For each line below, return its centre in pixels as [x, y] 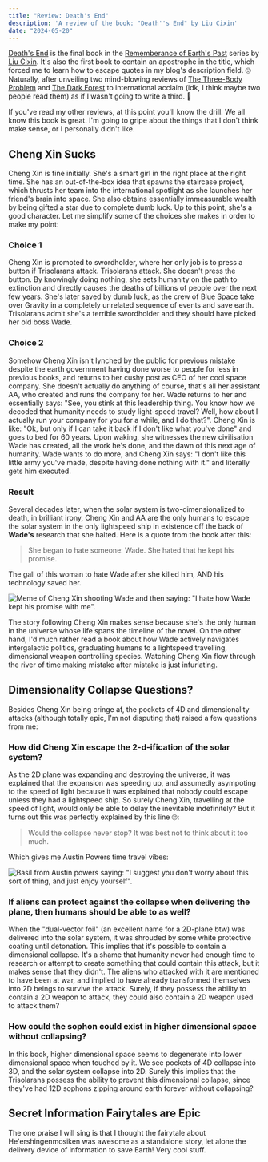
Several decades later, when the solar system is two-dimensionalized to [127, 509]
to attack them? [34, 1006]
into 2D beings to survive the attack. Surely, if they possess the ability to [127, 989]
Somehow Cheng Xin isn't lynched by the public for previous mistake [122, 360]
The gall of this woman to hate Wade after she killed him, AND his [116, 574]
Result [21, 492]
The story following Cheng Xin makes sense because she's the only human [132, 622]
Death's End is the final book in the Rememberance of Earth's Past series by [134, 54]
